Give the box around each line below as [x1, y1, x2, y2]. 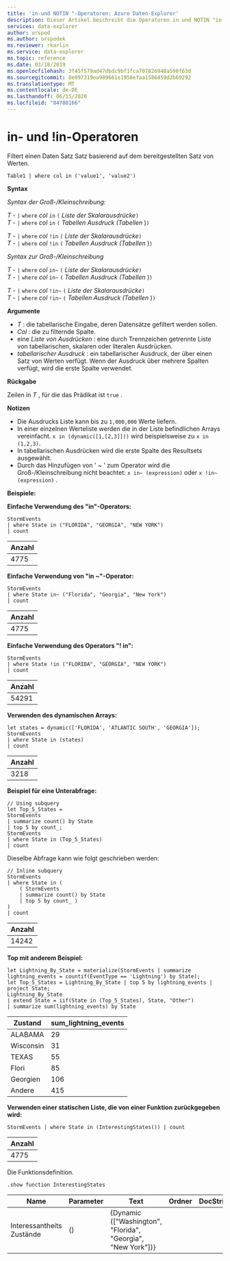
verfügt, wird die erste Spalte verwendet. [16, 364, 133, 372]
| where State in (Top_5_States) [7, 836, 103, 842]
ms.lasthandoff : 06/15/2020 [7, 93, 88, 100]
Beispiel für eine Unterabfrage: [7, 786, 97, 794]
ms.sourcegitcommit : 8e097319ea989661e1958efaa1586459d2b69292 [7, 74, 192, 81]
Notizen [7, 403, 30, 412]
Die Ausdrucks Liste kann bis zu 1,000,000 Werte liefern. [16, 417, 177, 425]
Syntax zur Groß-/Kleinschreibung [7, 252, 104, 260]
